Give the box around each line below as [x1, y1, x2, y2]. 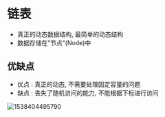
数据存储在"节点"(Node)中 [16, 38, 91, 47]
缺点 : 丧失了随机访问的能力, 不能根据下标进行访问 [16, 88, 159, 96]
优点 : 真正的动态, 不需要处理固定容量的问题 [16, 80, 141, 88]
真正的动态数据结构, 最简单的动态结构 [16, 30, 124, 38]
